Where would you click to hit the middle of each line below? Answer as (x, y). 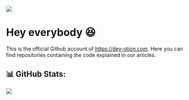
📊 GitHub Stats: (36, 74)
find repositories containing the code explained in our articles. (81, 55)
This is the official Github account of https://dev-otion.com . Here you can (95, 49)
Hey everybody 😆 (51, 33)
